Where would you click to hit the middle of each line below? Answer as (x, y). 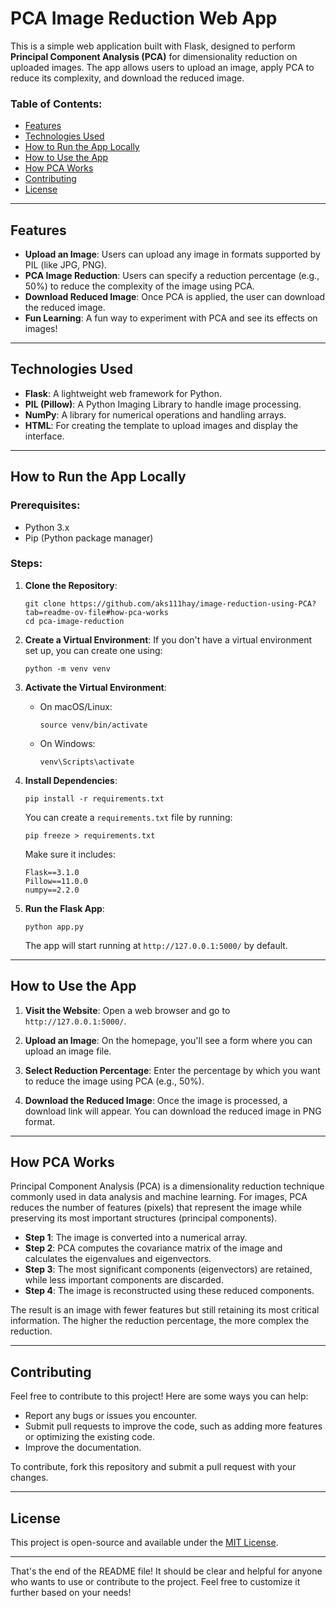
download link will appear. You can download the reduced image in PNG (173, 1111)
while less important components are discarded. (124, 1280)
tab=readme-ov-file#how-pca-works (96, 612)
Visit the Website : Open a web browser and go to (127, 1010)
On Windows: (67, 743)
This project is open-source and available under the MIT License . (144, 1543)
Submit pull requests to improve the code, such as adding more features (173, 1426)
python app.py (54, 927)
